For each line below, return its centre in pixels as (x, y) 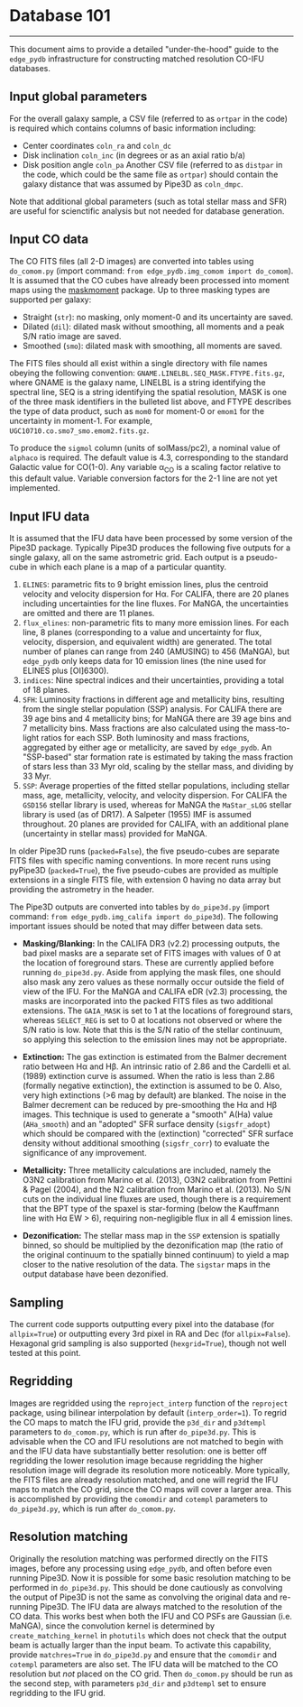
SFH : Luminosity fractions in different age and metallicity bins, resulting (153, 699)
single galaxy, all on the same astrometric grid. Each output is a (127, 558)
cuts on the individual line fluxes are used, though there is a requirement (156, 1199)
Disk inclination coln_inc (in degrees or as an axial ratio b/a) (134, 155)
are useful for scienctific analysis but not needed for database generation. (147, 211)
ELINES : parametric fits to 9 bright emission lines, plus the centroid (145, 585)
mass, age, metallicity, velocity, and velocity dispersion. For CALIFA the (155, 796)
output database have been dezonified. (95, 1274)
